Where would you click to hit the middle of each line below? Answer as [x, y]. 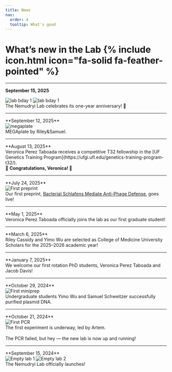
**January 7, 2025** [28, 260]
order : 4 [19, 19]
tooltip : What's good [33, 24]
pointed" [25, 72]
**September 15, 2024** [33, 353]
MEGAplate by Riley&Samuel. [36, 132]
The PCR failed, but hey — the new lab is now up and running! [71, 339]
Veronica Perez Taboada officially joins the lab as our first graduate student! [85, 220]
